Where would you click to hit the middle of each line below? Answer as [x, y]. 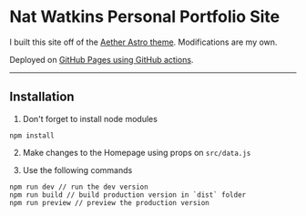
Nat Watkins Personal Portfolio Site [145, 17]
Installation [42, 97]
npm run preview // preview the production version [109, 202]
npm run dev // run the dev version [79, 187]
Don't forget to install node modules [90, 118]
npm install [32, 135]
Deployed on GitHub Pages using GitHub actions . [102, 59]
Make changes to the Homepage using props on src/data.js [137, 152]
